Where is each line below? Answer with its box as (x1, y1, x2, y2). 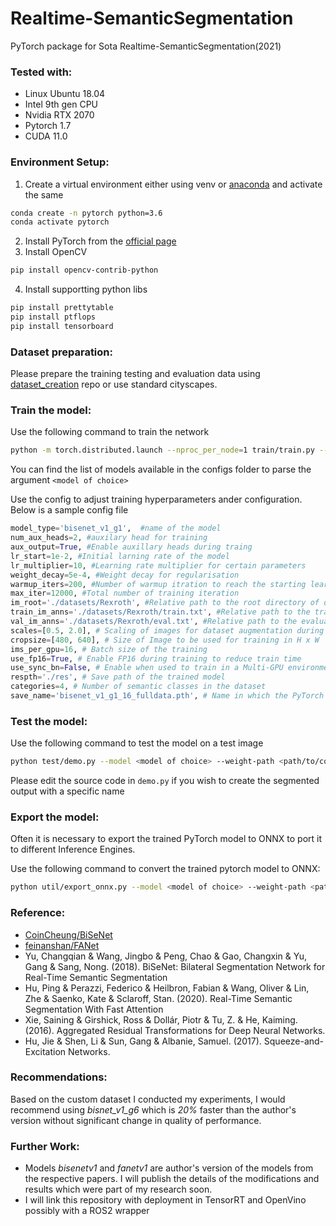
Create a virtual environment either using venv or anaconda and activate (24, 178, 323, 190)
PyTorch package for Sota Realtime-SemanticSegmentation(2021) (10, 40, 282, 52)
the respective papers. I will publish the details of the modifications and (24, 1173, 320, 1185)
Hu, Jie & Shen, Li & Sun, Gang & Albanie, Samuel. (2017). (24, 1035, 262, 1047)
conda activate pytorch (10, 217, 110, 227)
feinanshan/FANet (24, 939, 100, 951)
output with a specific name (10, 785, 125, 797)
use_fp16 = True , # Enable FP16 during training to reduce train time (10, 653, 302, 664)
